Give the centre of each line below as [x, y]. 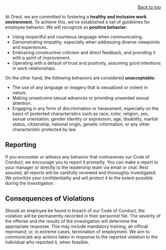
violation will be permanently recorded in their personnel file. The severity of [83, 216]
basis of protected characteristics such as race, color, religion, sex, [81, 114]
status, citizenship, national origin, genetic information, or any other [81, 124]
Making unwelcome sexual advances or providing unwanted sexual [81, 98]
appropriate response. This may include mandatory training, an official [77, 226]
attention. [22, 103]
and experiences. [30, 47]
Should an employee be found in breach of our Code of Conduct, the [75, 210]
